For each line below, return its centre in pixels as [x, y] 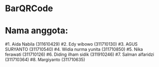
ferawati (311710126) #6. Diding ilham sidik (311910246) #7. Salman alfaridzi [80, 54]
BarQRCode [29, 8]
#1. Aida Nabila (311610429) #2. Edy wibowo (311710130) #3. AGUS [71, 44]
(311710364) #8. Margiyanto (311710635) [45, 60]
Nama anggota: [37, 31]
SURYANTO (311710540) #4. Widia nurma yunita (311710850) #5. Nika [74, 50]
